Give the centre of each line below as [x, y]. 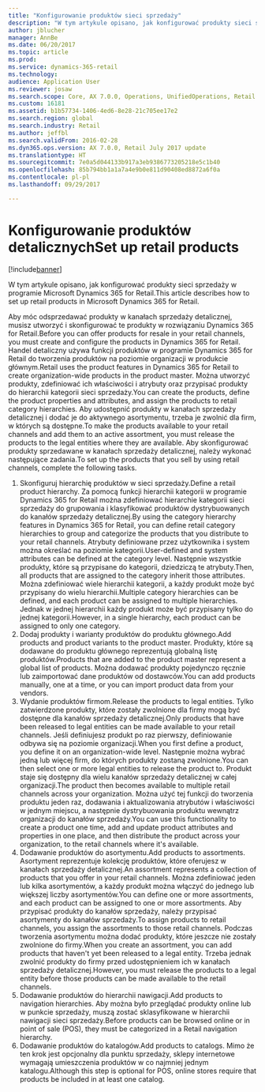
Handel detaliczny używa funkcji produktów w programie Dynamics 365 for [131, 350]
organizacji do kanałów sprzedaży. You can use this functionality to [128, 819]
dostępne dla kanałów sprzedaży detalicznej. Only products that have [132, 718]
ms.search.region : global [50, 119]
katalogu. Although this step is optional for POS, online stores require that [138, 1071]
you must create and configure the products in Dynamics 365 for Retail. [124, 341]
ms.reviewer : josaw [40, 89]
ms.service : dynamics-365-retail [63, 67]
